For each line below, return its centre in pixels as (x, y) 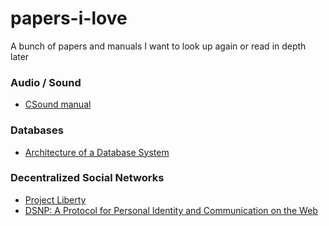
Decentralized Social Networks (87, 178)
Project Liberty (55, 199)
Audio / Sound (46, 82)
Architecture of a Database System (97, 152)
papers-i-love (69, 18)
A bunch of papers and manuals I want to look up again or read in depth (158, 46)
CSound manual (58, 104)
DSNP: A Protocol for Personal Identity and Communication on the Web (171, 210)
